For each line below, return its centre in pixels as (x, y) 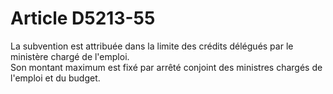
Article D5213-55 (83, 18)
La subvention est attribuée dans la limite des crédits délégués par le (152, 46)
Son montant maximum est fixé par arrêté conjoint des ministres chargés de (166, 67)
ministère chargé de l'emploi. (70, 56)
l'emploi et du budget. (55, 78)
